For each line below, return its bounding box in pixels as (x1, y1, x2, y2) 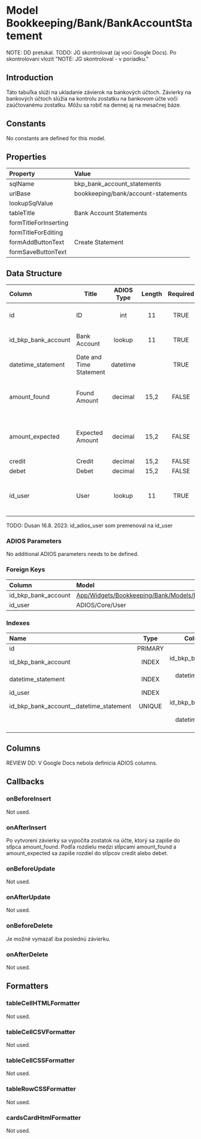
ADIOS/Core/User (76, 600, 127, 609)
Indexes (6, 618, 30, 627)
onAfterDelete (6, 950, 48, 959)
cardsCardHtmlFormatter (6, 1113, 81, 1122)
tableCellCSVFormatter (6, 1028, 76, 1036)
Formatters (6, 981, 49, 992)
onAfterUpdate (6, 893, 51, 902)
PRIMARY (136, 645, 164, 653)
